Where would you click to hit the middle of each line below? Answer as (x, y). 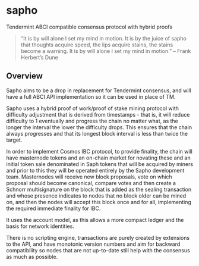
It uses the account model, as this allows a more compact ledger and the (95, 220)
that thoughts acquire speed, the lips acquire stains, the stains (97, 45)
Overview (25, 76)
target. (14, 140)
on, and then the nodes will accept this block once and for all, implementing (99, 202)
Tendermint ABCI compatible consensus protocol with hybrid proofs (89, 27)
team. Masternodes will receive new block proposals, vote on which (89, 177)
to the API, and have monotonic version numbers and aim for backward (93, 244)
